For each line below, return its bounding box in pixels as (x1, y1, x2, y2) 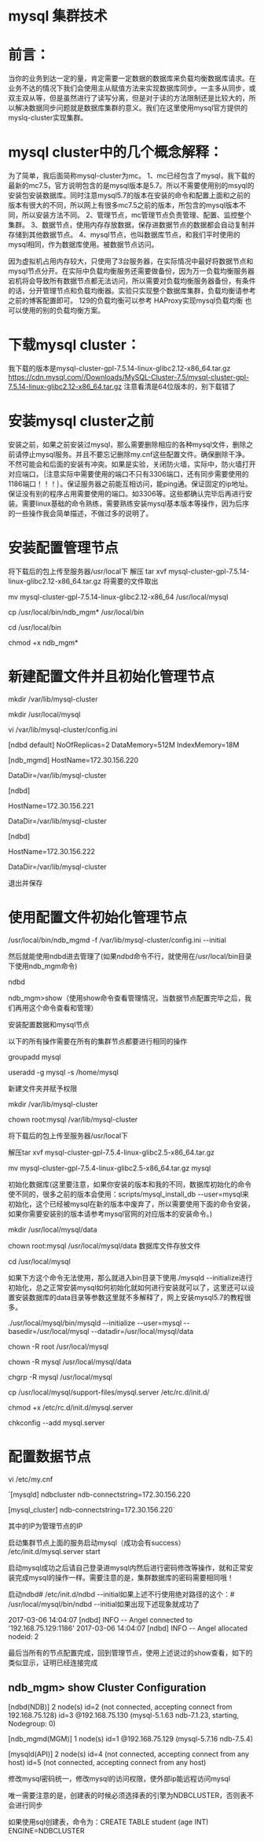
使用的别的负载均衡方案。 (21, 306, 104, 315)
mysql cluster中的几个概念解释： (8, 143, 223, 161)
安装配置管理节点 (8, 540, 119, 557)
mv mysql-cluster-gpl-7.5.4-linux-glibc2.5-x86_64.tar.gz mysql (8, 1163, 211, 1173)
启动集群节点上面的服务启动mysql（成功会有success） (8, 1538, 185, 1547)
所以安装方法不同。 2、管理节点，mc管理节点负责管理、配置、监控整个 (21, 210, 251, 220)
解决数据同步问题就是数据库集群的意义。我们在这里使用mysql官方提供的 (14, 103, 248, 112)
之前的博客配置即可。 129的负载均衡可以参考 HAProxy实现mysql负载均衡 (8, 296, 244, 305)
